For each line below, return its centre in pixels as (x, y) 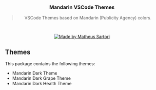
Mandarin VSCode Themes (82, 7)
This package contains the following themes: (50, 64)
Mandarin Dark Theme (35, 73)
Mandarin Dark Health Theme (42, 84)
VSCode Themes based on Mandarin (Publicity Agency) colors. (88, 18)
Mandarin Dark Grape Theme (41, 78)
